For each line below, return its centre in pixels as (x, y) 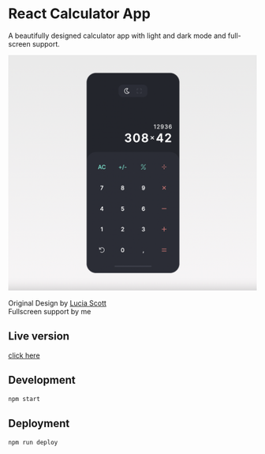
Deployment (39, 423)
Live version (39, 336)
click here (24, 355)
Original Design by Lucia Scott (57, 303)
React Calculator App (80, 14)
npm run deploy (33, 443)
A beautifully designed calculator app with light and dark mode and (117, 36)
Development (42, 380)
